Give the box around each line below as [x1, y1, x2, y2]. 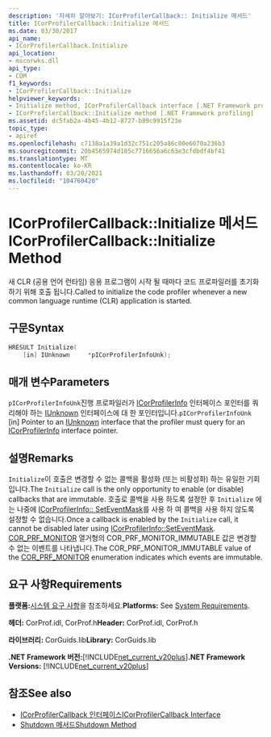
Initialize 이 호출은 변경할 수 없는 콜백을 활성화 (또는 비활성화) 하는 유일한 [8, 474, 245, 484]
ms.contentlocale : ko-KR [8, 162, 92, 170]
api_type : [8, 65, 42, 73]
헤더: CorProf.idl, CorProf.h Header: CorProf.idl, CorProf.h [8, 618, 198, 627]
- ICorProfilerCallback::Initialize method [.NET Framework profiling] [8, 110, 254, 118]
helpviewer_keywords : [8, 94, 81, 103]
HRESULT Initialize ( [8, 343, 78, 351]
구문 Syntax [8, 321, 65, 335]
